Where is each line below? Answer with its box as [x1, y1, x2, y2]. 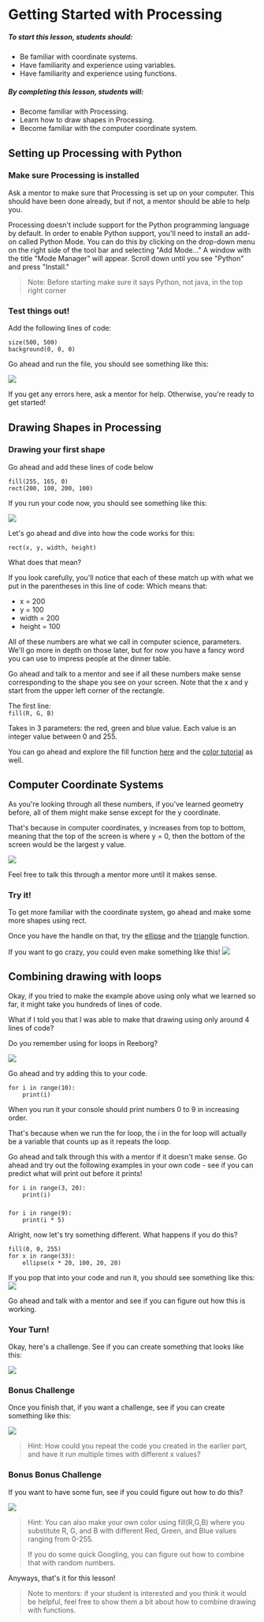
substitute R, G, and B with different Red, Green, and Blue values [27, 1526, 237, 1535]
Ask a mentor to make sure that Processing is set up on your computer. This [8, 188, 255, 197]
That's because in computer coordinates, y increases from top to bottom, [8, 822, 246, 832]
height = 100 [19, 621, 61, 631]
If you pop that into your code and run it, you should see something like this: [8, 1272, 255, 1282]
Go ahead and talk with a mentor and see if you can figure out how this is [8, 1296, 246, 1305]
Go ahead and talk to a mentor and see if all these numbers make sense [8, 669, 242, 678]
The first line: [8, 701, 51, 710]
